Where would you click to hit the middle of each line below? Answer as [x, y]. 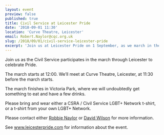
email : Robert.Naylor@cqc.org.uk [39, 37]
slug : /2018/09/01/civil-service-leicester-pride [57, 41]
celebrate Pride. [21, 65]
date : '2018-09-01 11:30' [31, 28]
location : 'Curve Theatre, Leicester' [44, 32]
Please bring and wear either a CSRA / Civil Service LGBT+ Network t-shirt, [81, 103]
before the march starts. [29, 79]
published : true [21, 18]
